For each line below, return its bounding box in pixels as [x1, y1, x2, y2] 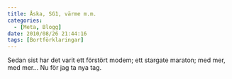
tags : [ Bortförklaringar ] [7, 37, 84, 44]
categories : [7, 17, 43, 24]
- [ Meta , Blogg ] [13, 23, 62, 30]
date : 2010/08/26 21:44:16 [7, 30, 87, 37]
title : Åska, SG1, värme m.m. [7, 10, 97, 18]
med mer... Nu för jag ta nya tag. [7, 63, 101, 72]
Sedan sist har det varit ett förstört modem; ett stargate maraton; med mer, [7, 56, 226, 64]
